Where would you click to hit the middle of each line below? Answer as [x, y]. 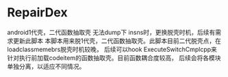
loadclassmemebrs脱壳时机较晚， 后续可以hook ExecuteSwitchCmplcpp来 [112, 49]
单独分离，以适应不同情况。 [46, 66]
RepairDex [37, 13]
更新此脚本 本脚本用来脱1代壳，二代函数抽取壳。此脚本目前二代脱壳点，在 [117, 41]
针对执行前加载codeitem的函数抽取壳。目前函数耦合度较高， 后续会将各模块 [114, 58]
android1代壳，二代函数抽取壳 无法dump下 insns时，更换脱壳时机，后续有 [111, 32]
